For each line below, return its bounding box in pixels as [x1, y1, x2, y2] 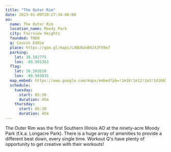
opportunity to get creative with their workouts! [5, 141, 104, 147]
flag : [10, 64, 22, 69]
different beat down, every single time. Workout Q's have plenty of [5, 135, 145, 142]
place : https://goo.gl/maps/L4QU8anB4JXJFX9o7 [10, 45, 110, 50]
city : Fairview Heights [10, 31, 60, 36]
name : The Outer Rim [10, 21, 53, 27]
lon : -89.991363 [14, 59, 49, 64]
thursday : [14, 102, 36, 107]
